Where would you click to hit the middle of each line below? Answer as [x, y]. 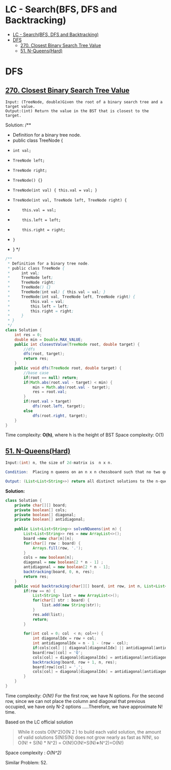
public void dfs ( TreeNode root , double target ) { [68, 368]
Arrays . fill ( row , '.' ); [58, 548]
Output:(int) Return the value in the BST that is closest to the [77, 111]
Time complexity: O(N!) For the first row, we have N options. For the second [84, 696]
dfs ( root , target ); [44, 354]
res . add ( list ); [49, 614]
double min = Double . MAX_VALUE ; [49, 339]
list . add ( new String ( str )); [71, 605]
